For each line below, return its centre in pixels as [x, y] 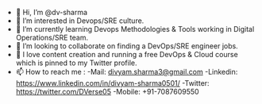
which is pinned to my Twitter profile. [76, 63]
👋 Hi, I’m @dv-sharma [52, 12]
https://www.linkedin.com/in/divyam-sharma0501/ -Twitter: [112, 83]
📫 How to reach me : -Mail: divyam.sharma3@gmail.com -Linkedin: [127, 72]
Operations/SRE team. [52, 37]
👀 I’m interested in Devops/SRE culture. [80, 21]
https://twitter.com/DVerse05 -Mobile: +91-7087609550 [108, 92]
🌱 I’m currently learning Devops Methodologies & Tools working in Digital [135, 29]
